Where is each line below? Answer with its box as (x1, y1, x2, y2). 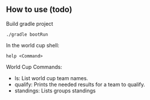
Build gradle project (6, 20, 54, 27)
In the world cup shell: (6, 42, 60, 49)
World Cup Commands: (6, 63, 62, 70)
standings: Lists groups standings (14, 87, 96, 94)
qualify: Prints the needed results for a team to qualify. (14, 81, 145, 88)
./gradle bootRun (6, 32, 48, 37)
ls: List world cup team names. (14, 74, 89, 81)
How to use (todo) (6, 5, 72, 15)
